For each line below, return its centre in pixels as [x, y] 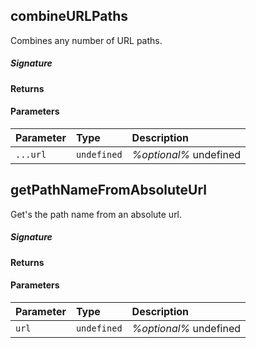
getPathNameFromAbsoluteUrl [108, 190]
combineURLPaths [69, 16]
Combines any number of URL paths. [86, 40]
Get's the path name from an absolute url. [96, 214]
